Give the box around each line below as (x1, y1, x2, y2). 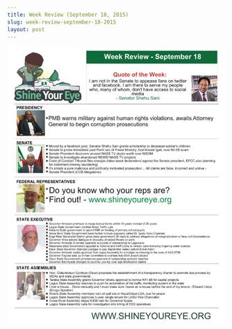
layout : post (7, 26, 45, 33)
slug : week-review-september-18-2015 (7, 18, 117, 26)
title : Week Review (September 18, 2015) (7, 11, 129, 18)
